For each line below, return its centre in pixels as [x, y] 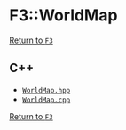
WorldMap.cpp [46, 100]
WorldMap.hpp [46, 90]
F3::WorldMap [63, 16]
